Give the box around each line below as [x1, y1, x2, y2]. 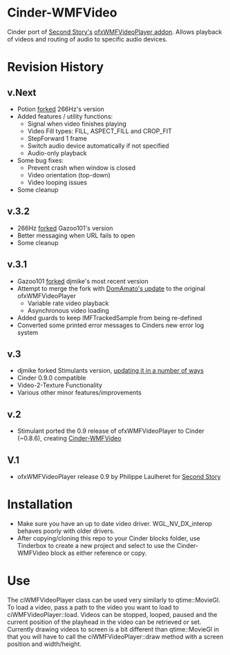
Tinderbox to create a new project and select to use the [17, 541, 175, 549]
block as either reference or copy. [50, 549, 147, 557]
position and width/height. [7, 640, 82, 648]
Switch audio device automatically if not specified [27, 141, 169, 150]
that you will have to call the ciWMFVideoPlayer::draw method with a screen [7, 632, 224, 641]
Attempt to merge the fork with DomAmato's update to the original [17, 284, 206, 293]
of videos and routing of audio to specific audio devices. [7, 35, 168, 43]
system [17, 328, 39, 336]
